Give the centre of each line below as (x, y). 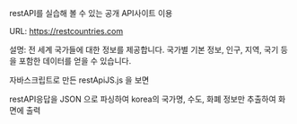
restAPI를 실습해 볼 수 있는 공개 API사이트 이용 (91, 13)
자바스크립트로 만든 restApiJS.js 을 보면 (79, 80)
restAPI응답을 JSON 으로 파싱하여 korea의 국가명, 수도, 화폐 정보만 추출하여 (143, 99)
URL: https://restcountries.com (66, 31)
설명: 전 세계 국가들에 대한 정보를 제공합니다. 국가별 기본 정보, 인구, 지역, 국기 (144, 49)
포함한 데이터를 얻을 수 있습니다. (75, 61)
